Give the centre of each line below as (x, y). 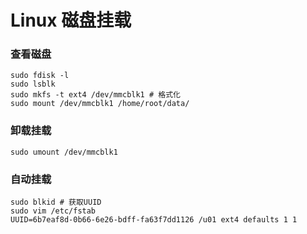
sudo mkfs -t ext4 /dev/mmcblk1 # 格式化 (95, 95)
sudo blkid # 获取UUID (56, 202)
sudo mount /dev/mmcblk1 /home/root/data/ (100, 104)
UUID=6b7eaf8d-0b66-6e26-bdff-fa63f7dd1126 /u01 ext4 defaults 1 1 (154, 220)
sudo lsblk (33, 84)
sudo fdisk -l (40, 76)
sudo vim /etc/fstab (53, 211)
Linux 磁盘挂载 (71, 20)
